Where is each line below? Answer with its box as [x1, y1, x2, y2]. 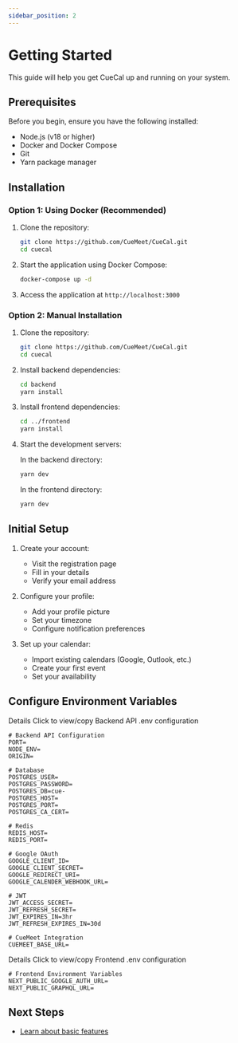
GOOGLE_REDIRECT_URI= [8, 871, 80, 879]
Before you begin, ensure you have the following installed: [8, 116, 199, 126]
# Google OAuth [8, 850, 59, 858]
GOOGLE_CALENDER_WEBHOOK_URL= [8, 878, 109, 886]
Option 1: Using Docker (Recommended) [8, 204, 167, 215]
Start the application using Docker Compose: [19, 260, 168, 270]
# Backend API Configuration [8, 731, 105, 739]
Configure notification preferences [31, 624, 146, 633]
